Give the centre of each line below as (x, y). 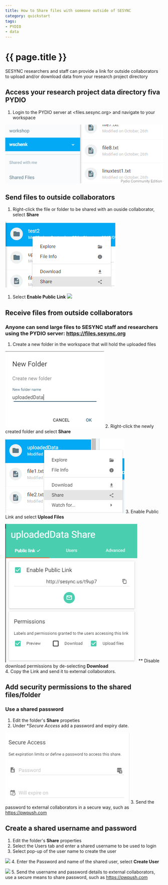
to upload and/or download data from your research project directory (76, 77)
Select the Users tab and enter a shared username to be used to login (84, 846)
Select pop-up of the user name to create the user (64, 851)
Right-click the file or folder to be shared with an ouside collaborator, (83, 209)
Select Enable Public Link (39, 297)
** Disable (149, 661)
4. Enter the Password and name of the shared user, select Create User (85, 861)
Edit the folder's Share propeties (46, 720)
